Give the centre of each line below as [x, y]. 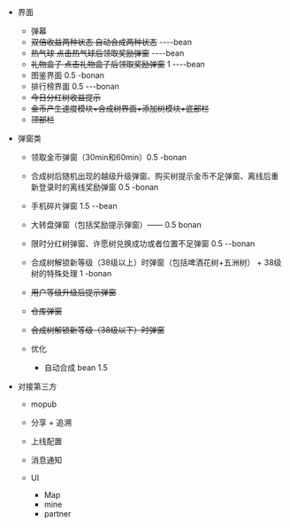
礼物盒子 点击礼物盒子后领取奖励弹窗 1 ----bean [118, 64]
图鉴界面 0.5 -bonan [67, 75]
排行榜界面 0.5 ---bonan [75, 86]
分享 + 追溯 [51, 422]
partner [57, 514]
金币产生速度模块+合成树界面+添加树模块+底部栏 [120, 109]
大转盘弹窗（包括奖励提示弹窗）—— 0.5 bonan [116, 225]
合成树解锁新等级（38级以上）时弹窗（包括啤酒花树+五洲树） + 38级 [156, 262]
